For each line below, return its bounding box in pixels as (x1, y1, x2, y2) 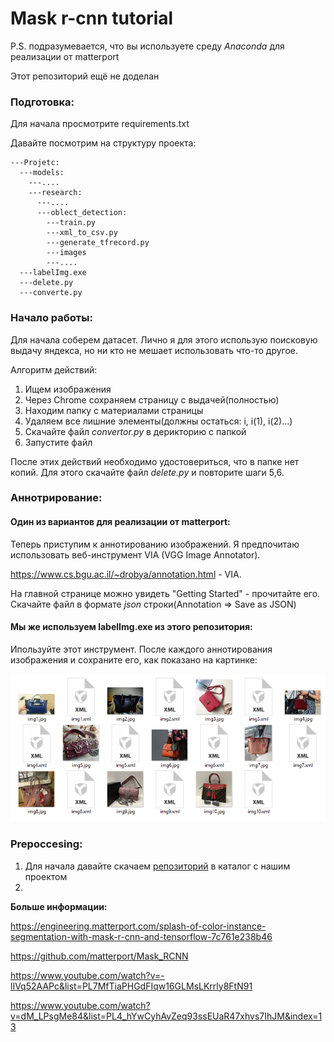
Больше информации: (10, 900, 108, 912)
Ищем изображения (24, 383, 112, 395)
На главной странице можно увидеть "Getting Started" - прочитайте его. (10, 587, 321, 599)
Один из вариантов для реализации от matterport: (10, 516, 231, 528)
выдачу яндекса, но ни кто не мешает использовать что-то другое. (10, 344, 299, 356)
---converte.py (19, 288, 83, 298)
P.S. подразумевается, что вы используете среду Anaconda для (10, 40, 285, 52)
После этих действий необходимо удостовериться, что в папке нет (10, 455, 300, 467)
